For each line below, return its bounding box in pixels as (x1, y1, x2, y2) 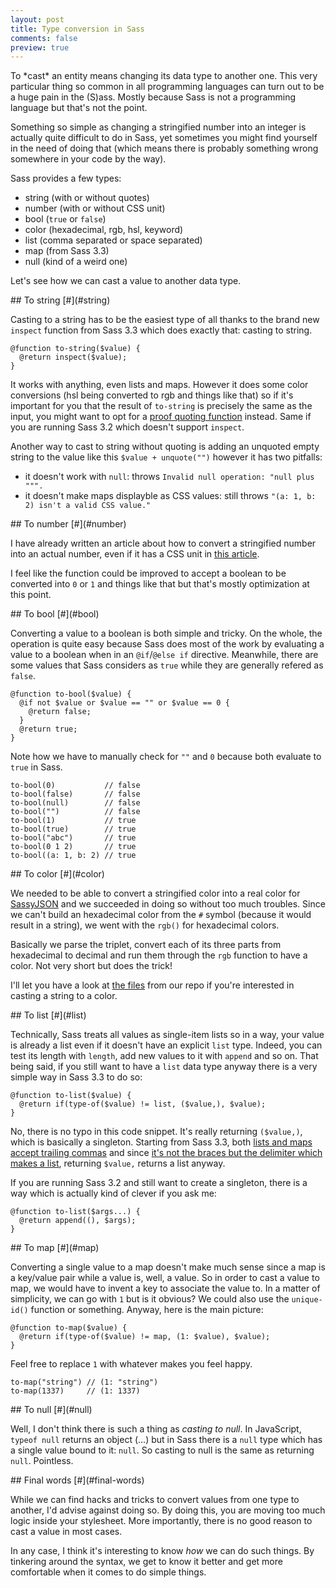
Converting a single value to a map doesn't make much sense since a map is (10, 1261, 326, 1273)
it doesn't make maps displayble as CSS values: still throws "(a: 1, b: (24, 490, 317, 502)
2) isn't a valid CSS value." (24, 501, 152, 511)
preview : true (10, 42, 70, 53)
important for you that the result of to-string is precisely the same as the (10, 400, 313, 412)
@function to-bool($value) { (10, 689, 132, 700)
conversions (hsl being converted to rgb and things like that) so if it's (10, 389, 294, 401)
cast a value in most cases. (10, 1526, 123, 1538)
